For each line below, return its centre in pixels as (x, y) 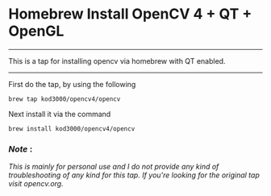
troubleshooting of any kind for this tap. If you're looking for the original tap (134, 175)
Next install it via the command (60, 114)
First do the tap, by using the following (72, 84)
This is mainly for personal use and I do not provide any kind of (114, 167)
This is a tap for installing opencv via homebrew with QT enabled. (117, 60)
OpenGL (36, 31)
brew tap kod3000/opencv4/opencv (65, 99)
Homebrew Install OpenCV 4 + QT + (130, 14)
